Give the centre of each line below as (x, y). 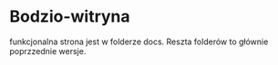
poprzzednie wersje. (48, 51)
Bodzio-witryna (70, 17)
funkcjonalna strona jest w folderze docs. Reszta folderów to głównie (139, 42)
